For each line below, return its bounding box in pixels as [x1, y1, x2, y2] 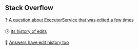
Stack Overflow [5, 4, 54, 12]
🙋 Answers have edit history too [5, 39, 69, 45]
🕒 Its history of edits [5, 28, 47, 34]
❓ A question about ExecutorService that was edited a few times [5, 17, 134, 23]
